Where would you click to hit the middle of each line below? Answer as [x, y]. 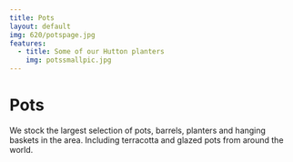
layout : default [40, 26]
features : [28, 43]
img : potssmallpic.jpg [69, 60]
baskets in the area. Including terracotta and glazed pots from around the [146, 140]
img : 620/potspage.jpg [52, 35]
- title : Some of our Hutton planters [91, 52]
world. [21, 149]
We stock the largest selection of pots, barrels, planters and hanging [138, 130]
